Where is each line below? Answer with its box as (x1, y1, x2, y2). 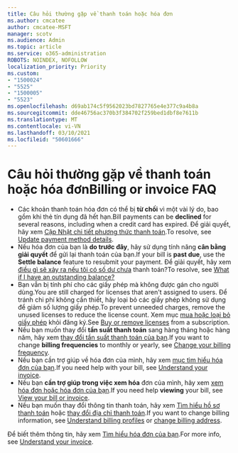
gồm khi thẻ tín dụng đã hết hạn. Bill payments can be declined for (17, 212, 212, 221)
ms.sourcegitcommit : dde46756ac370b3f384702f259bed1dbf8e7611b (7, 109, 199, 116)
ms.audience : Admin (7, 37, 65, 44)
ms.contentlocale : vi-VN (7, 122, 81, 130)
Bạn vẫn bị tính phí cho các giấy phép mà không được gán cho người (17, 280, 219, 289)
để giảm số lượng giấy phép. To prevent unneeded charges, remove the (17, 303, 225, 312)
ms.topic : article (7, 43, 62, 50)
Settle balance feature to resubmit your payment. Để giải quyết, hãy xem (17, 258, 232, 266)
